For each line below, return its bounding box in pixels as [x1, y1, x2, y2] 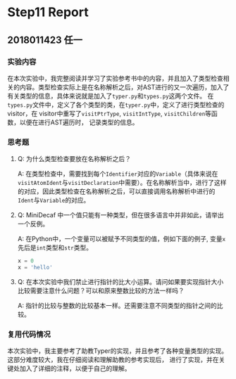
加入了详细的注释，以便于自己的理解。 [19, 364, 131, 373]
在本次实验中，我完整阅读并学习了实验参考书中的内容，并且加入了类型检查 [7, 74, 223, 82]
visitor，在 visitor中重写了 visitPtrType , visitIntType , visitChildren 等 [7, 109, 212, 117]
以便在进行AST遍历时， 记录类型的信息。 [19, 117, 139, 127]
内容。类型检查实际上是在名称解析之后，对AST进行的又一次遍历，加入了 [19, 82, 230, 91]
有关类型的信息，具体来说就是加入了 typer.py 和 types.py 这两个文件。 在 [7, 91, 214, 100]
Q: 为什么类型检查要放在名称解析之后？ [17, 155, 132, 163]
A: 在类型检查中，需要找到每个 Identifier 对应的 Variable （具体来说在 [17, 169, 218, 178]
